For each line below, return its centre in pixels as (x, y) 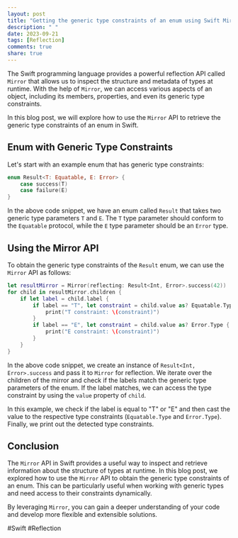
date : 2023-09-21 (33, 34)
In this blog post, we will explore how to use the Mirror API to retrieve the (114, 117)
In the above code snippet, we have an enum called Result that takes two (114, 211)
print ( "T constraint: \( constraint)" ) (102, 312)
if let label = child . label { (65, 298)
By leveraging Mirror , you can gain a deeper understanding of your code (114, 507)
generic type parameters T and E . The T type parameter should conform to (116, 218)
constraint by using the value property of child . (77, 395)
